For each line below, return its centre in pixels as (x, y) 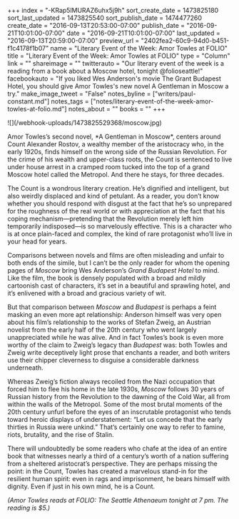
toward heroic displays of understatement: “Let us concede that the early (115, 419)
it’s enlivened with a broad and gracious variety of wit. (87, 293)
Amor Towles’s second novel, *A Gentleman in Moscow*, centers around (114, 136)
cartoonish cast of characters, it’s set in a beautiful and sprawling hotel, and (119, 286)
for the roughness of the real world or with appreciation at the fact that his (116, 211)
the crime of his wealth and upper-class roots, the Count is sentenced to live (120, 159)
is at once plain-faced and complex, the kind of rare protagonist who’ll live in (120, 234)
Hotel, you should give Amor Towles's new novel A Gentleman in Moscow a (118, 86)
